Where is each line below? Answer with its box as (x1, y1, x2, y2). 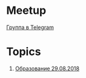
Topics (6, 45, 41, 59)
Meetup (6, 4, 47, 18)
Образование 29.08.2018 (15, 65, 80, 72)
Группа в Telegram (6, 24, 55, 31)
